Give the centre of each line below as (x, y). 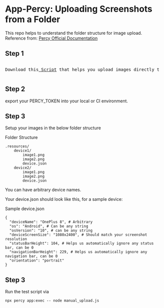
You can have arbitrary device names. (43, 190)
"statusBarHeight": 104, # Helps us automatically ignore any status (82, 243)
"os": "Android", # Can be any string (49, 226)
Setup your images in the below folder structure (53, 128)
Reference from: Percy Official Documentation (51, 38)
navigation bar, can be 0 (31, 256)
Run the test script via (27, 292)
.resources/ (17, 146)
